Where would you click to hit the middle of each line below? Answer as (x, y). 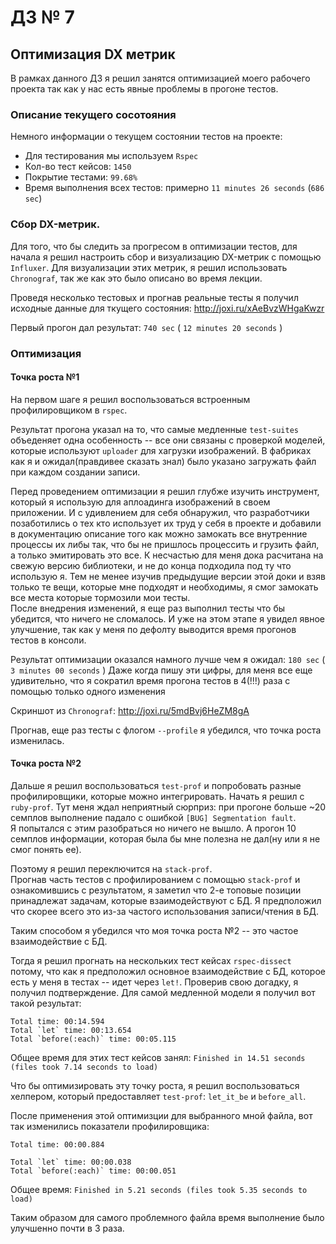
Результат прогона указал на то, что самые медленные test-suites (154, 429)
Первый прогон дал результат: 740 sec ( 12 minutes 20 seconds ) (146, 327)
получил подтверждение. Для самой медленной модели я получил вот (163, 992)
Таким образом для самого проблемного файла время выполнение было (167, 1217)
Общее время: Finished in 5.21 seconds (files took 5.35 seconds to (159, 1189)
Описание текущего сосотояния (93, 114)
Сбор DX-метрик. (55, 224)
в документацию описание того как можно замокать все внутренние (159, 533)
